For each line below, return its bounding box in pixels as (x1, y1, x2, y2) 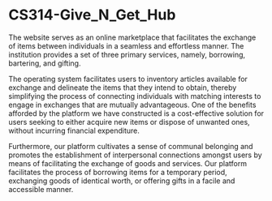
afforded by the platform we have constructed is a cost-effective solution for (8, 108, 265, 118)
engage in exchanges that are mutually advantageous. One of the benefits (8, 100, 257, 109)
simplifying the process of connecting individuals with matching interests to (8, 91, 261, 100)
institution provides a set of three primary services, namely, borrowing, (8, 49, 246, 59)
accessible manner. (8, 184, 74, 194)
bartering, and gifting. (8, 58, 81, 68)
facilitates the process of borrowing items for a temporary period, (8, 167, 227, 177)
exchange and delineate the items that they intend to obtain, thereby (8, 83, 237, 92)
